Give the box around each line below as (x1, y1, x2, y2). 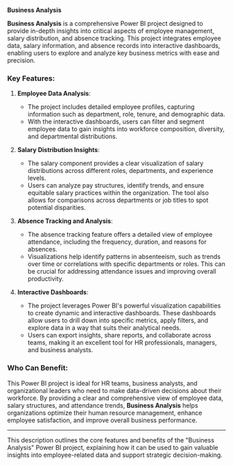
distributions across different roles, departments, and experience (27, 167, 214, 175)
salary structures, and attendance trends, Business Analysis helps (7, 401, 199, 409)
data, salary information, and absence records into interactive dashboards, (7, 42, 221, 49)
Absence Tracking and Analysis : (17, 217, 113, 225)
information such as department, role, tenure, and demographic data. (27, 110, 225, 119)
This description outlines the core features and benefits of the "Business (7, 435, 215, 444)
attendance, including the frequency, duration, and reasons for (27, 238, 207, 246)
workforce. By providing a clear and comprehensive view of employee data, (7, 394, 224, 402)
